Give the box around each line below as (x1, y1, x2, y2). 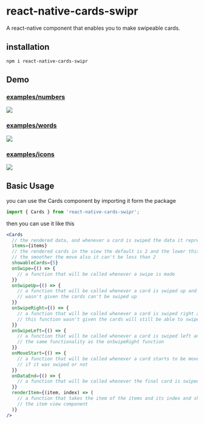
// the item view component (17, 401, 88, 407)
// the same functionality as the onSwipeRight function (17, 339, 165, 345)
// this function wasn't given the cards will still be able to (17, 316, 183, 323)
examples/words (6, 121, 57, 130)
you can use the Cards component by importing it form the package (6, 197, 176, 204)
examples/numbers (6, 93, 66, 101)
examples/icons (6, 150, 55, 159)
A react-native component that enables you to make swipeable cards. (6, 24, 180, 32)
